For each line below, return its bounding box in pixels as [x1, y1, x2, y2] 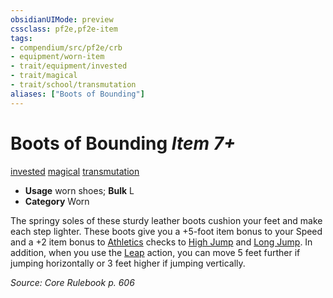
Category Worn [24, 195, 90, 207]
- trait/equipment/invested [10, 61, 128, 71]
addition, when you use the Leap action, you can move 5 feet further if [10, 246, 301, 258]
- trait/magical [10, 71, 78, 81]
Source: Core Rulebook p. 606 [10, 276, 135, 288]
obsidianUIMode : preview [10, 14, 114, 25]
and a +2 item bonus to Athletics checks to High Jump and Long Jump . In [10, 236, 313, 248]
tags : [10, 33, 33, 43]
